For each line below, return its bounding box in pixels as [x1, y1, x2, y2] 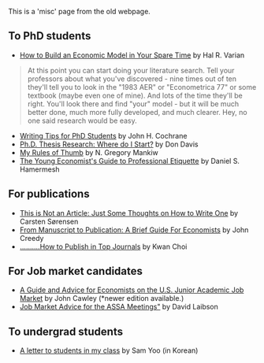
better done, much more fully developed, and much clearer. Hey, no [27, 107, 247, 117]
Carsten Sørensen [19, 217, 79, 226]
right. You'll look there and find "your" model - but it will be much [27, 98, 239, 109]
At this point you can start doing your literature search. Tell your [27, 65, 235, 75]
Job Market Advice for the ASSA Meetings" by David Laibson [19, 302, 219, 312]
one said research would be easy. [27, 116, 138, 125]
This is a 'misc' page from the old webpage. [8, 7, 151, 16]
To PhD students [8, 29, 91, 43]
